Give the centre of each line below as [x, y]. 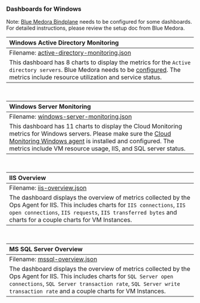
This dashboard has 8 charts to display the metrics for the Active [100, 62]
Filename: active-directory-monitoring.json [70, 53]
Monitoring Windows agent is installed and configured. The [92, 141]
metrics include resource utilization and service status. [85, 77]
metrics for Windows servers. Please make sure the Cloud [90, 134]
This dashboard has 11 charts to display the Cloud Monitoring [96, 127]
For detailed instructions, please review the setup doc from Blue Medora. [96, 28]
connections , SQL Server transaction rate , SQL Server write [95, 284]
